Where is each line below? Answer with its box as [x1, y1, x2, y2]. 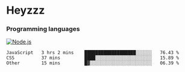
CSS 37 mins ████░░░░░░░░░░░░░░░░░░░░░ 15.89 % [6, 55, 180, 61]
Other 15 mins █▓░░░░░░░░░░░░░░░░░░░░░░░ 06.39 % [6, 60, 180, 66]
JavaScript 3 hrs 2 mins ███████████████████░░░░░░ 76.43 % [6, 50, 180, 56]
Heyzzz [6, 4, 45, 17]
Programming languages [6, 25, 80, 33]
